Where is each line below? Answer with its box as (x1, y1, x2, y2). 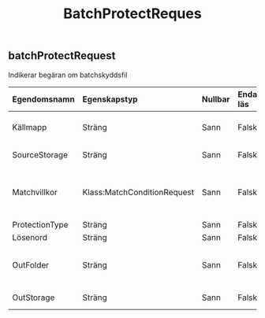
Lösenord (12, 231, 48, 242)
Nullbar (201, 94, 230, 105)
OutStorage (12, 292, 55, 303)
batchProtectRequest (8, 49, 116, 63)
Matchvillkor (12, 187, 58, 198)
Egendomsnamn (12, 94, 75, 105)
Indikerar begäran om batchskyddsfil (8, 70, 128, 79)
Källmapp (12, 121, 47, 132)
